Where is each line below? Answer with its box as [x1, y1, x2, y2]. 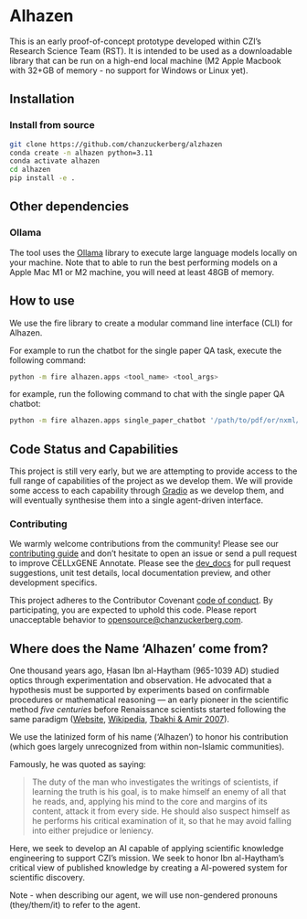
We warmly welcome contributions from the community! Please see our [9, 539, 279, 550]
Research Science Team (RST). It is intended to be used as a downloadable [9, 45, 292, 56]
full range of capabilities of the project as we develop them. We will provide [9, 476, 293, 486]
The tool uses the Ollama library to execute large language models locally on [9, 247, 298, 258]
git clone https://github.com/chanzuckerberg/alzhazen [9, 139, 223, 149]
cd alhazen [9, 166, 51, 175]
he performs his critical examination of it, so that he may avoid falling [31, 816, 292, 827]
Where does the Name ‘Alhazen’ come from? [9, 641, 269, 657]
